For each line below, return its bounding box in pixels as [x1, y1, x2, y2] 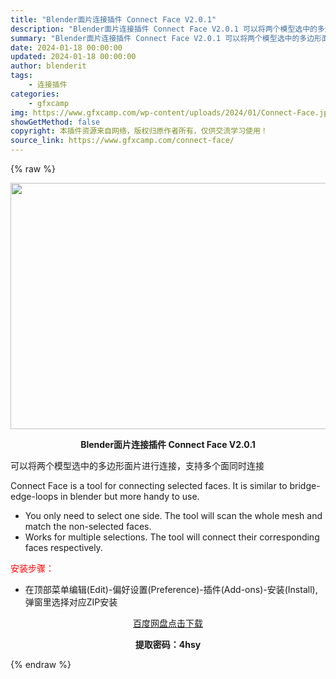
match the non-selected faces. [24, 521, 152, 532]
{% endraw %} [10, 659, 72, 670]
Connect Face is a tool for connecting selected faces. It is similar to [10, 480, 288, 491]
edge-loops [10, 491, 59, 502]
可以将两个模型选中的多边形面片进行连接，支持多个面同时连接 [10, 460, 265, 471]
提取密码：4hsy [134, 639, 202, 650]
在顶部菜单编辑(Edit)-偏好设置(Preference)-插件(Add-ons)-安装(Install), [24, 584, 318, 595]
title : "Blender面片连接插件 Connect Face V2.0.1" [10, 14, 217, 25]
